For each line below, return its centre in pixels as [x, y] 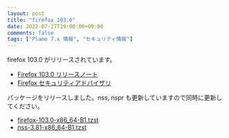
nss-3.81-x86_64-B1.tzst [52, 128]
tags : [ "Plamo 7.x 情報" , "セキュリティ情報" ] [70, 39]
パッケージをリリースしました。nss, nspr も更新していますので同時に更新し [115, 98]
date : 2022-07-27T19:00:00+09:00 [55, 26]
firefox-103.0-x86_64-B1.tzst [58, 120]
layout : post [26, 13]
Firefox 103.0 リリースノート [57, 75]
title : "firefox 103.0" [42, 20]
